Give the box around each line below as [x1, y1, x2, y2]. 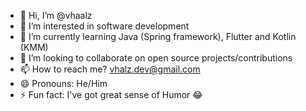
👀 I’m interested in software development [19, 20, 190, 32]
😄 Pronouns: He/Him [19, 78, 108, 89]
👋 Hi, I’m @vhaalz [19, 10, 93, 21]
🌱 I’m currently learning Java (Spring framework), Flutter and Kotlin [19, 31, 297, 42]
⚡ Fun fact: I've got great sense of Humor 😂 [19, 89, 203, 100]
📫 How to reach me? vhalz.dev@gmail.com [19, 63, 201, 75]
